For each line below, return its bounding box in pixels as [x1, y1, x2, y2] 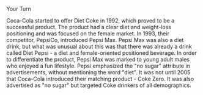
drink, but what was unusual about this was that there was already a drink [6, 43, 193, 50]
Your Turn [6, 5, 32, 12]
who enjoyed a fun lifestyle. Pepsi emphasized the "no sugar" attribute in [6, 62, 191, 69]
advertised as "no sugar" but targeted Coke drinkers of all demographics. [6, 82, 191, 89]
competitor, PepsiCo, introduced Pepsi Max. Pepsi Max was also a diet [6, 37, 184, 43]
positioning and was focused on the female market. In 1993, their [6, 30, 170, 37]
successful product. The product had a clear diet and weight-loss [6, 24, 172, 30]
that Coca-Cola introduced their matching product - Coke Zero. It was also [6, 76, 194, 82]
